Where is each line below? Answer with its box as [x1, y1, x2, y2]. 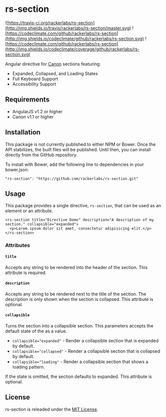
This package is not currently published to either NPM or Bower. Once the [5, 141, 156, 147]
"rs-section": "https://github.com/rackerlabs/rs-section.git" [5, 176, 139, 181]
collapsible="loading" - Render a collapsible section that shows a [12, 359, 149, 365]
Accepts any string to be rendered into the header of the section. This [5, 264, 148, 270]
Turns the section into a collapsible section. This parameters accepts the [5, 323, 154, 328]
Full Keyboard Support [12, 76, 58, 82]
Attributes [5, 242, 30, 249]
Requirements [5, 95, 50, 104]
